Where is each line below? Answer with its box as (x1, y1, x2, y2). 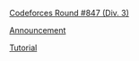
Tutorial (9, 42, 38, 53)
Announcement (9, 25, 66, 35)
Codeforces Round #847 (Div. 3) (9, 8, 130, 18)
